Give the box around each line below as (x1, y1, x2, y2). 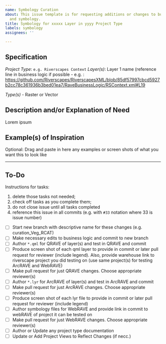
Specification (5, 53, 47, 61)
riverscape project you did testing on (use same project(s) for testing (12, 257, 153, 263)
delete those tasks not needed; (12, 194, 76, 200)
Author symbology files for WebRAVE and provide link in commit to (12, 306, 148, 312)
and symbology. (9, 16, 41, 21)
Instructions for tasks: (5, 184, 49, 190)
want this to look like (5, 152, 47, 158)
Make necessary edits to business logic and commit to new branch (12, 235, 149, 241)
